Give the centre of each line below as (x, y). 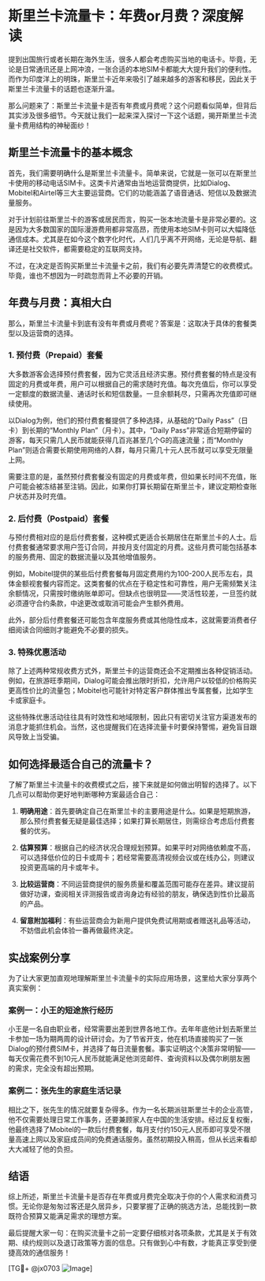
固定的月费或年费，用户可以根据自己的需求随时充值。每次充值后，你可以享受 (132, 384)
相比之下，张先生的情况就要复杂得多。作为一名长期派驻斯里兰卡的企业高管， (132, 1109)
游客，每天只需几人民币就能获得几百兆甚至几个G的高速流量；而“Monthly (126, 440)
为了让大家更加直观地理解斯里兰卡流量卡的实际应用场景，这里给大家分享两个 (132, 978)
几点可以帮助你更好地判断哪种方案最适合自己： (84, 795)
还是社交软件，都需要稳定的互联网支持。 (80, 248)
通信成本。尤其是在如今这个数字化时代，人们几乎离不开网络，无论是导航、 (129, 239)
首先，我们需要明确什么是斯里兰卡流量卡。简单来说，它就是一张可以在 (122, 173)
